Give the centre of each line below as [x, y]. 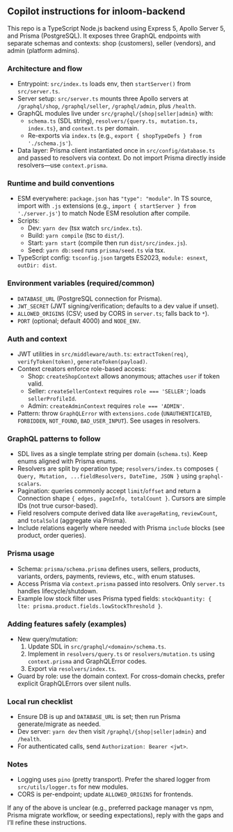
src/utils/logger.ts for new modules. [73, 787]
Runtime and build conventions [61, 183]
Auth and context [37, 339]
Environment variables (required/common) [81, 283]
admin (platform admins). [43, 50]
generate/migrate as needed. [59, 724]
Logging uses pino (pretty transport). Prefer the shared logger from [114, 780]
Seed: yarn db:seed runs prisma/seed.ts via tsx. [96, 250]
